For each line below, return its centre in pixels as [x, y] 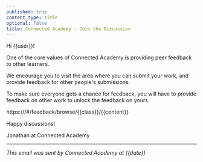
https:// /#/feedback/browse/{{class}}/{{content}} [67, 112]
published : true [27, 12]
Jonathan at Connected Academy [48, 135]
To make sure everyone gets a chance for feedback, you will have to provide [101, 94]
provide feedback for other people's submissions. [68, 82]
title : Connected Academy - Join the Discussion [69, 29]
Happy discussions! [31, 124]
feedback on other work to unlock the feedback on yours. [78, 100]
